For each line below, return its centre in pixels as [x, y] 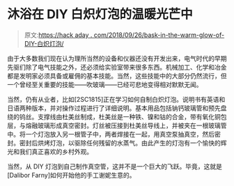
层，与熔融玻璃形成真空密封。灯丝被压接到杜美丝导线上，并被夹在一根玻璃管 [117, 125]
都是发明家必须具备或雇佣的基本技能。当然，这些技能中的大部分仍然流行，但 [117, 76]
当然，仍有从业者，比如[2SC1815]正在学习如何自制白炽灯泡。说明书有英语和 [116, 99]
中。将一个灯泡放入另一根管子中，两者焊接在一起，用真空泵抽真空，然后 [111, 134]
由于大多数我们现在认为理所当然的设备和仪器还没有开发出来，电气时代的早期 [117, 58]
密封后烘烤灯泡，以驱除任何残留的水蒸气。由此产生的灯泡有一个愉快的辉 [123, 143]
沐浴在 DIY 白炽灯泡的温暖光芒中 [100, 14]
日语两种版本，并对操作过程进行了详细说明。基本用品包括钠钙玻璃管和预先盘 [117, 108]
